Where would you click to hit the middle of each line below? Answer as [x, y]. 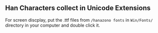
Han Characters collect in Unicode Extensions [78, 8]
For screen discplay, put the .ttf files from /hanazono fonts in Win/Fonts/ [79, 20]
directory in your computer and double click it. [53, 25]
